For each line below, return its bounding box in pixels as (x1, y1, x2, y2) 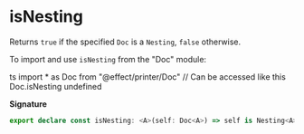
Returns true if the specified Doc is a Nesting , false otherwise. (9, 36, 242, 47)
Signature (9, 98, 48, 110)
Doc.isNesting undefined (9, 81, 102, 91)
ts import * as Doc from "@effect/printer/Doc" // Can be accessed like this (9, 71, 287, 82)
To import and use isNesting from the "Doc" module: (9, 53, 206, 64)
